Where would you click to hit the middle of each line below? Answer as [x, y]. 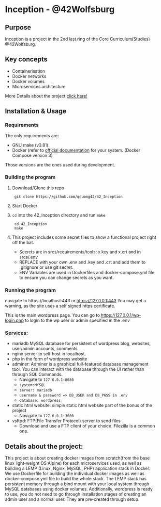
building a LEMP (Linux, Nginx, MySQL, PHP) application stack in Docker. [78, 468]
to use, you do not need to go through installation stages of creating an [76, 494]
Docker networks [29, 76]
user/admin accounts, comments [45, 349]
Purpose [18, 27]
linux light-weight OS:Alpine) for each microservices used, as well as [73, 463]
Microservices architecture [39, 86]
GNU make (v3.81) [30, 145]
